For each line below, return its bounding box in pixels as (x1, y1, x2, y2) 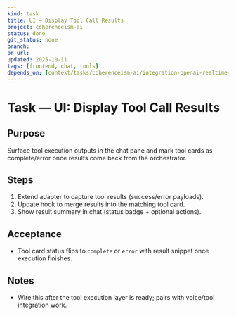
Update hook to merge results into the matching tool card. (17, 200, 185, 208)
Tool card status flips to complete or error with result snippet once (17, 247, 209, 255)
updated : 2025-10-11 (7, 56, 68, 63)
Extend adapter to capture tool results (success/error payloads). (17, 193, 204, 201)
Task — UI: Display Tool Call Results (7, 99, 220, 115)
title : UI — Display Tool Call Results (7, 17, 124, 24)
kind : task (7, 10, 39, 18)
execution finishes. (17, 254, 72, 263)
